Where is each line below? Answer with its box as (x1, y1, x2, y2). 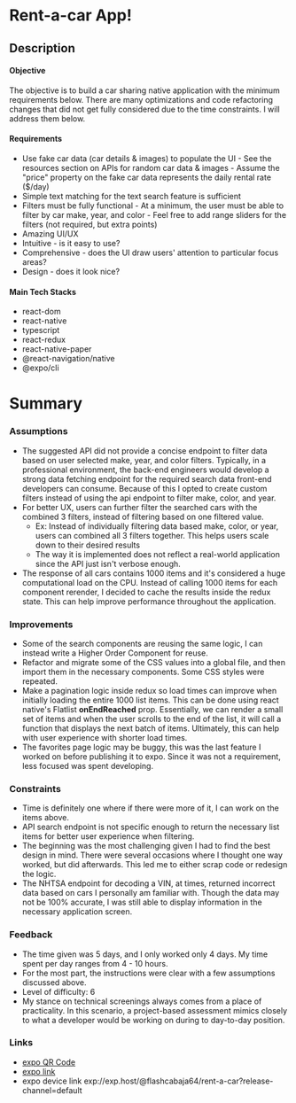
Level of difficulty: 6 (21, 986, 96, 997)
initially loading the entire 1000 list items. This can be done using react (21, 695, 279, 705)
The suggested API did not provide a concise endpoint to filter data (21, 445, 268, 456)
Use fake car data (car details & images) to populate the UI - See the (21, 152, 272, 164)
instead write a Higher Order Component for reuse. (21, 648, 208, 658)
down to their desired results (35, 540, 140, 550)
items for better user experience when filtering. (21, 831, 195, 842)
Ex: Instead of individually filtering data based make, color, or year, (35, 520, 279, 532)
